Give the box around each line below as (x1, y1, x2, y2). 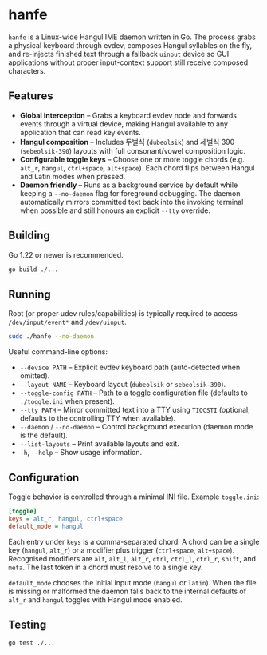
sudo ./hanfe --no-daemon (8, 333, 94, 341)
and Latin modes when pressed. (19, 171, 126, 181)
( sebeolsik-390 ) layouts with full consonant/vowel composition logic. (19, 146, 245, 155)
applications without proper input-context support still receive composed (8, 58, 249, 67)
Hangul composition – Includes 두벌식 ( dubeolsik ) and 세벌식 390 (19, 137, 235, 146)
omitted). (19, 371, 50, 381)
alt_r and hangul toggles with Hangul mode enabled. (8, 594, 183, 605)
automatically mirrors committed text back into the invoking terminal (19, 197, 244, 206)
